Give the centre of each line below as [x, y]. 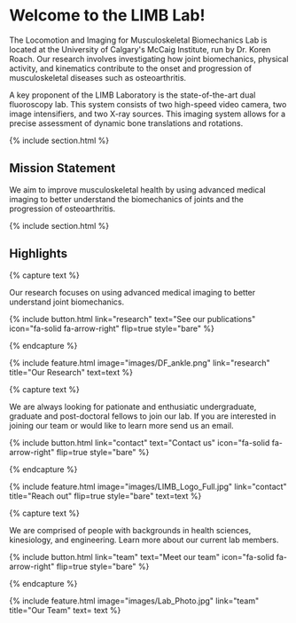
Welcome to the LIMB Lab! [107, 16]
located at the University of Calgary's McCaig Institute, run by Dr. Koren [140, 49]
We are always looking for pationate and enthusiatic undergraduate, [133, 406]
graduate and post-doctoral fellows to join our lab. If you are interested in [143, 416]
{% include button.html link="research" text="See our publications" [132, 319]
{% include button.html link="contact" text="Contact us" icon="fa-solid [140, 442]
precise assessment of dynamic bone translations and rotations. [126, 123]
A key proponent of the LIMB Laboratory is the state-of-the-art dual [132, 95]
